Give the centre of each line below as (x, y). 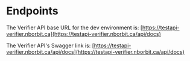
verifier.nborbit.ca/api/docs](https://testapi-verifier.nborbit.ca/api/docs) (96, 51)
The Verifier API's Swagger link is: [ (50, 45)
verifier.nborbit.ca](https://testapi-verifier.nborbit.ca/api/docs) (84, 33)
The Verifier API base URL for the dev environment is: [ (74, 28)
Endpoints (32, 11)
